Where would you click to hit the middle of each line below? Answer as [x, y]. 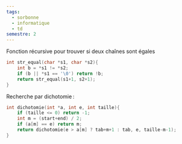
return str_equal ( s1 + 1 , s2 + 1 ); [56, 79]
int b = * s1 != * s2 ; [43, 68]
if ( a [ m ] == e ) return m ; [50, 124]
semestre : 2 [21, 34]
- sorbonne [25, 17]
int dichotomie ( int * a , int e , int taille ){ [63, 107]
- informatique [31, 23]
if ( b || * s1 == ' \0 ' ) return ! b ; [60, 74]
